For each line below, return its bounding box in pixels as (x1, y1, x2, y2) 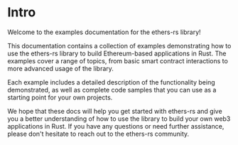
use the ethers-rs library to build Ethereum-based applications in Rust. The (7, 49, 227, 58)
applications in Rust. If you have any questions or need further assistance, (7, 122, 225, 130)
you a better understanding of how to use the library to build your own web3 (7, 114, 231, 123)
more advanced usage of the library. (7, 64, 114, 72)
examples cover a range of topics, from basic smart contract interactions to (7, 56, 229, 65)
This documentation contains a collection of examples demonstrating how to (7, 41, 232, 50)
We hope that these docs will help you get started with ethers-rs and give (7, 107, 222, 115)
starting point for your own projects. (7, 93, 113, 102)
